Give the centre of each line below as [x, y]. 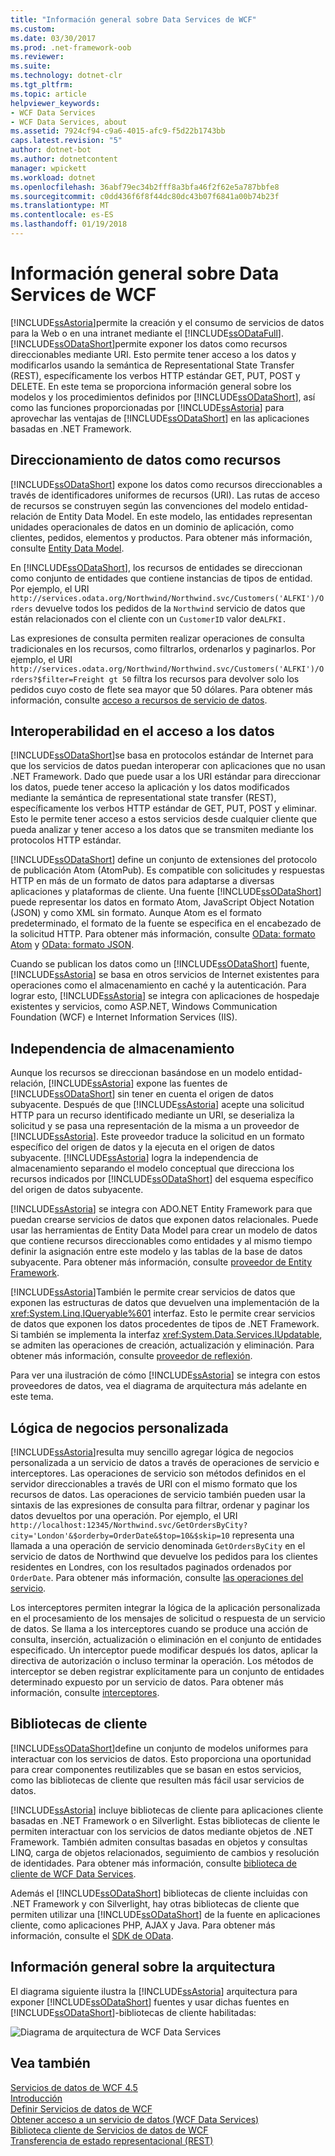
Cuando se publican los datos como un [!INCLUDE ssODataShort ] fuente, [160, 964]
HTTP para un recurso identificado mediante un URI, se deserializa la [152, 1115]
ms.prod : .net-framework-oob [71, 47]
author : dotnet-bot [51, 150]
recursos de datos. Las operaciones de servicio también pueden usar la [158, 1495]
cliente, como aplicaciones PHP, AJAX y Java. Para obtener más [143, 1925]
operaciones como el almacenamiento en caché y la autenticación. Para [158, 985]
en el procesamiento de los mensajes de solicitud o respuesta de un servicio [168, 1618]
